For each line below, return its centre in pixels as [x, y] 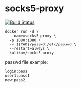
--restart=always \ [30, 48]
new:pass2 [15, 80]
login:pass [16, 71]
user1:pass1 [17, 75]
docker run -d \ [22, 31]
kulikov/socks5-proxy [32, 53]
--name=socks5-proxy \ [33, 36]
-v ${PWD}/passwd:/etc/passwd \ [43, 44]
